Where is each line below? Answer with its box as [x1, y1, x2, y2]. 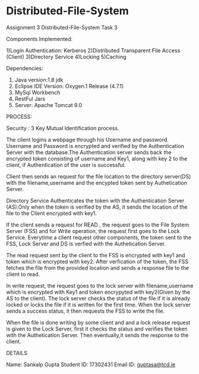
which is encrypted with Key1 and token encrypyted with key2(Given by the [6, 288, 191, 296]
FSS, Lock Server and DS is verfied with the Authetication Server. [6, 240, 166, 247]
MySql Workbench [14, 89, 61, 96]
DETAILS [6, 349, 28, 356]
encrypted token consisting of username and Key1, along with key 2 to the [6, 155, 188, 162]
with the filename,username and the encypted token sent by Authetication [6, 179, 188, 186]
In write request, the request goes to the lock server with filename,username [6, 282, 194, 289]
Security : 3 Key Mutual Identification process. [6, 124, 119, 131]
